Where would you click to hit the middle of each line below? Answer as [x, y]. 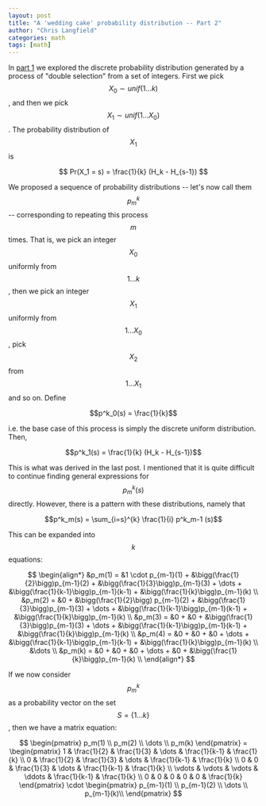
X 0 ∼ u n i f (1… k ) [133, 90]
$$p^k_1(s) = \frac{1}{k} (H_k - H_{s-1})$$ [133, 452]
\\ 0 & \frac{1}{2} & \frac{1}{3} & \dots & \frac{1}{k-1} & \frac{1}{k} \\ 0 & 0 [139, 759]
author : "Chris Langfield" [53, 30]
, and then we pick [39, 102]
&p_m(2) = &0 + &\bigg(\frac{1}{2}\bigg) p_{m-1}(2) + [108, 601]
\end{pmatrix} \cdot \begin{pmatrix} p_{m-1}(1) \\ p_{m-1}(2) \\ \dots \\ [133, 785]
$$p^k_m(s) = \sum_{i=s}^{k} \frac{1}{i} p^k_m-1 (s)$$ [133, 520]
